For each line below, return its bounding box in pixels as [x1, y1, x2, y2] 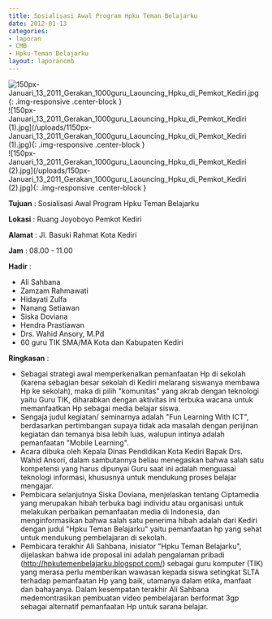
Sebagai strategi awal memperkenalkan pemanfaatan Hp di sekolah [19, 368, 246, 378]
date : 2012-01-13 [8, 19, 67, 28]
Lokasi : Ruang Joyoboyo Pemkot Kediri [8, 214, 142, 224]
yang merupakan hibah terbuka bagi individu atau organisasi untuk [19, 498, 244, 508]
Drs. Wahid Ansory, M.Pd [19, 329, 105, 338]
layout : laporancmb [8, 58, 75, 66]
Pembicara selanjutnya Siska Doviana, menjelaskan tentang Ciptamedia [19, 489, 260, 499]
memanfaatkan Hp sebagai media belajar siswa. [19, 403, 181, 413]
